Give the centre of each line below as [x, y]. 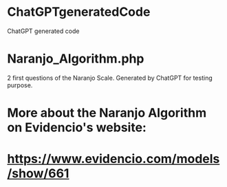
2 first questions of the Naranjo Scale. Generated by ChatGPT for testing [110, 78]
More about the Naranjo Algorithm [107, 113]
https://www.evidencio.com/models [113, 159]
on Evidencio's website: [77, 128]
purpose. [20, 85]
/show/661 [38, 174]
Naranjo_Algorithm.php [76, 59]
